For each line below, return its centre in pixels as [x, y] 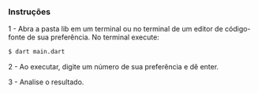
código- [237, 29]
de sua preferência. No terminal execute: [93, 37]
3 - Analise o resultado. [46, 82]
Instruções [30, 12]
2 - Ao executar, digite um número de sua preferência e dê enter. [114, 67]
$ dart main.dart [37, 52]
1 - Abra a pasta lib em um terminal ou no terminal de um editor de [116, 29]
